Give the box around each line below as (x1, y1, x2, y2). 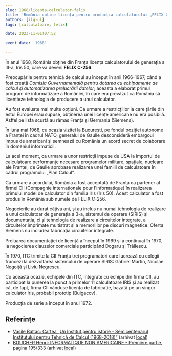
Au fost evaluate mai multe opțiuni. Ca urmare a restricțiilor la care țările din (5, 106, 165, 112)
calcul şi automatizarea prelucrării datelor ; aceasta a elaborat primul (5, 85, 150, 91)
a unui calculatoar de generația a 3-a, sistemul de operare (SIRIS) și (5, 211, 148, 217)
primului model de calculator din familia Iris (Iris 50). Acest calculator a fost (5, 190, 164, 196)
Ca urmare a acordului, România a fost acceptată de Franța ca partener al (5, 180, 160, 185)
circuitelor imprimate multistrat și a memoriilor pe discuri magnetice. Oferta (5, 222, 164, 228)
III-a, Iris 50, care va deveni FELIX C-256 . (5, 65, 93, 70)
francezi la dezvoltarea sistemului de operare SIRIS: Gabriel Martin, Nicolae (5, 259, 164, 264)
